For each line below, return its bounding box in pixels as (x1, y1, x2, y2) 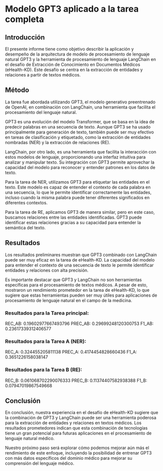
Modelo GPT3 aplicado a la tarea (5, 3, 139, 15)
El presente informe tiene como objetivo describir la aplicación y (5, 46, 134, 52)
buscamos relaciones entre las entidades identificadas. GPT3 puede (5, 214, 142, 220)
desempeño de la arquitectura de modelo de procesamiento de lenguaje (5, 51, 150, 57)
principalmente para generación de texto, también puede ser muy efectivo (5, 129, 154, 135)
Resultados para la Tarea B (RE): (5, 366, 82, 373)
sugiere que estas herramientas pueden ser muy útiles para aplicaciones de (5, 292, 157, 298)
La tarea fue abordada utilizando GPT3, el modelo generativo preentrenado (5, 99, 156, 105)
